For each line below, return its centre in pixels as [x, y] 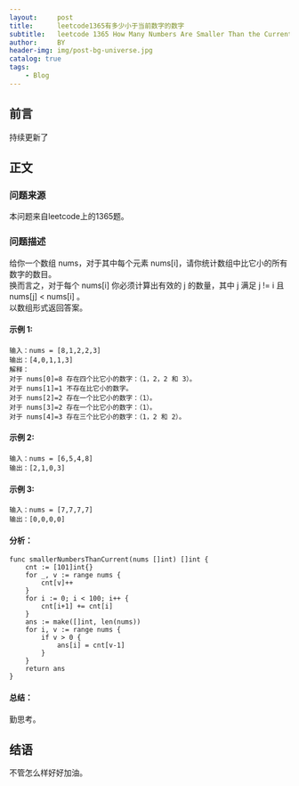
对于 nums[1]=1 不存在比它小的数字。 [71, 389]
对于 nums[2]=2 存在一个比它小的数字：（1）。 [83, 397]
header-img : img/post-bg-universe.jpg [81, 51]
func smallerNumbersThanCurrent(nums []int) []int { [109, 560]
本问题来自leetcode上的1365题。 [69, 217]
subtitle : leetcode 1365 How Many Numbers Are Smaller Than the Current [151, 34]
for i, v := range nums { [73, 630]
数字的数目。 [32, 274]
